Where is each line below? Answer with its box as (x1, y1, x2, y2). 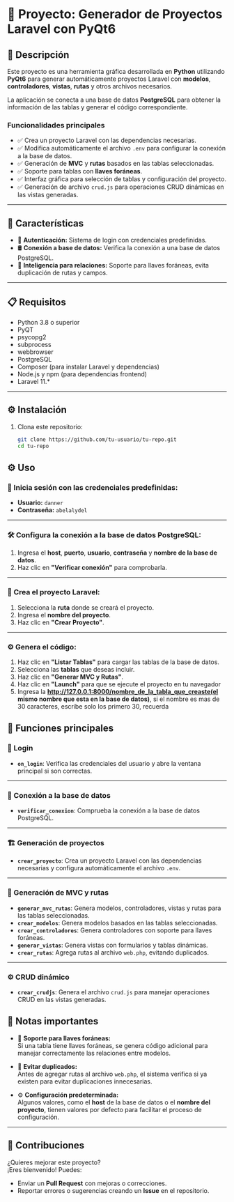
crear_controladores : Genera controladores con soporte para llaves (17, 926, 212, 934)
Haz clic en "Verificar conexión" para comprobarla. (17, 564, 167, 572)
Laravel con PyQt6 (7, 21, 116, 37)
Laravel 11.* (17, 377, 51, 385)
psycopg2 (17, 332, 47, 341)
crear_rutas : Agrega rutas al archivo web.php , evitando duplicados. (17, 948, 209, 957)
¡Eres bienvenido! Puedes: (7, 1165, 82, 1173)
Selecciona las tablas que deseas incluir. (17, 665, 135, 674)
